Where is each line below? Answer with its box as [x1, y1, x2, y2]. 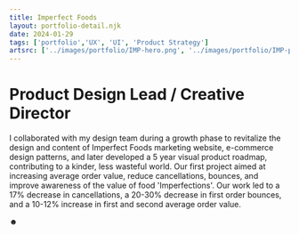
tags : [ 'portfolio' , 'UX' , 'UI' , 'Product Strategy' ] [9, 37, 209, 47]
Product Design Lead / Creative [9, 85, 245, 105]
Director [9, 103, 71, 124]
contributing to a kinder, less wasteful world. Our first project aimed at [9, 161, 266, 172]
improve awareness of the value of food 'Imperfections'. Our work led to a [9, 180, 280, 191]
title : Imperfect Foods [9, 12, 98, 22]
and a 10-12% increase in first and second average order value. [9, 199, 242, 210]
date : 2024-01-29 [9, 29, 74, 38]
